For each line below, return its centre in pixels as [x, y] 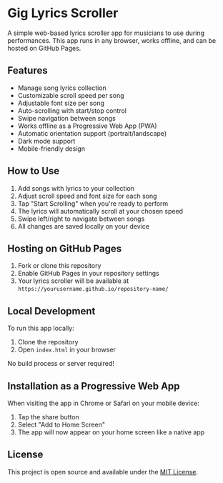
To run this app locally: [41, 328]
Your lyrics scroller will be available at [73, 281]
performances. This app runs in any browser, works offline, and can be [112, 40]
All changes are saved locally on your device [84, 226]
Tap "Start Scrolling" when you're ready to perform [93, 203]
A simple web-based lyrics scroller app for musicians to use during [106, 33]
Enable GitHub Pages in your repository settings [88, 274]
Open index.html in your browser [67, 350]
